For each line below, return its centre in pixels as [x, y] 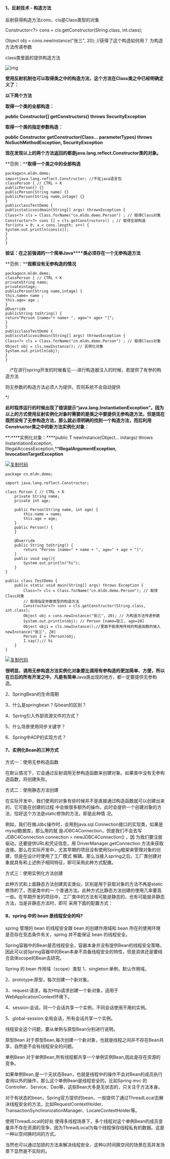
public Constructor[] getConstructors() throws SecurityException [76, 116]
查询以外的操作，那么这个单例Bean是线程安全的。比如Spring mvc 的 [76, 1080]
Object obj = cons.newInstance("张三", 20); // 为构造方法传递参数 [92, 616]
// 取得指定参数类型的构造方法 [51, 602]
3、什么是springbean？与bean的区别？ [46, 705]
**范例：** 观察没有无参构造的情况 [41, 264]
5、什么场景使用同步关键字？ [35, 727]
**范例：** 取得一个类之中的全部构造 [43, 164]
